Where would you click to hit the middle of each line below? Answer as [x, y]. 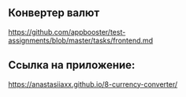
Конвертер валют [54, 13]
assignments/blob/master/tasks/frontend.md [81, 40]
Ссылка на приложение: [72, 65]
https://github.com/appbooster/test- [67, 32]
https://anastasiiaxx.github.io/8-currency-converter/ [93, 84]
